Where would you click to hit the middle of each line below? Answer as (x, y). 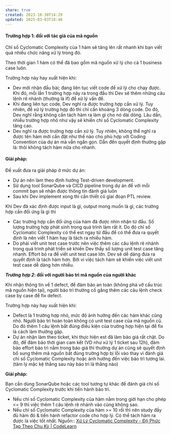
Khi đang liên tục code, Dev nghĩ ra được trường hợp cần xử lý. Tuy (83, 104)
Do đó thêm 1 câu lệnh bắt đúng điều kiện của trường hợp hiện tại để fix (88, 326)
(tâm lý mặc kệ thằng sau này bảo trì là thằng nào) (65, 364)
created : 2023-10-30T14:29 (34, 15)
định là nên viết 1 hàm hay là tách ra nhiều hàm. (63, 238)
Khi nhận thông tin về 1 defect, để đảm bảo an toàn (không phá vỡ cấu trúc (84, 285)
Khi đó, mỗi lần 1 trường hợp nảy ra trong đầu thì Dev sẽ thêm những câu (89, 93)
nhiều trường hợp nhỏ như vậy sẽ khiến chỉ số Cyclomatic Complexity (86, 120)
